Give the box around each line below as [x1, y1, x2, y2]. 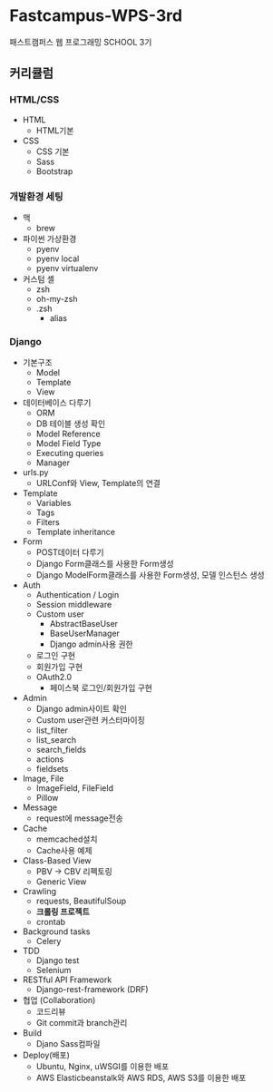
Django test [35, 955, 80, 966]
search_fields [35, 745, 86, 756]
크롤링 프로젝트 [35, 906, 91, 917]
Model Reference [35, 428, 102, 440]
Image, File [22, 773, 64, 785]
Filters [35, 517, 61, 528]
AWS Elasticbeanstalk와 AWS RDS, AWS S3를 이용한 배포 [35, 1072, 247, 1084]
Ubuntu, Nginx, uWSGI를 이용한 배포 [35, 1061, 170, 1072]
